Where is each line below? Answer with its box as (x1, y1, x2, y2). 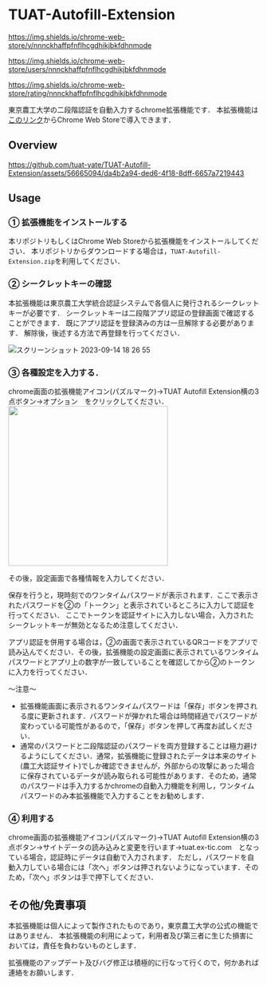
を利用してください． (54, 256, 125, 266)
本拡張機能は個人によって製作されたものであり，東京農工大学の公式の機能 (8, 921, 252, 931)
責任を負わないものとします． (42, 941, 141, 951)
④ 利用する (8, 812, 55, 824)
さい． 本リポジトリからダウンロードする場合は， (8, 246, 171, 256)
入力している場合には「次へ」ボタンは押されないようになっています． (14, 863, 245, 872)
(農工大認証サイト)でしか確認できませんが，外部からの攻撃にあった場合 (19, 761, 255, 771)
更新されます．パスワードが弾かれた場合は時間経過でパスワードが (41, 711, 257, 721)
